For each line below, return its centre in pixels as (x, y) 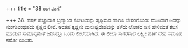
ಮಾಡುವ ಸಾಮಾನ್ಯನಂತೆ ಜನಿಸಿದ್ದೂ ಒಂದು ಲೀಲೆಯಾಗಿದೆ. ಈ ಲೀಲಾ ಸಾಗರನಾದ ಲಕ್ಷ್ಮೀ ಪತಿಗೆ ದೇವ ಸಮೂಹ (94, 33)
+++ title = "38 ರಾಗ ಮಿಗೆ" (34, 8)
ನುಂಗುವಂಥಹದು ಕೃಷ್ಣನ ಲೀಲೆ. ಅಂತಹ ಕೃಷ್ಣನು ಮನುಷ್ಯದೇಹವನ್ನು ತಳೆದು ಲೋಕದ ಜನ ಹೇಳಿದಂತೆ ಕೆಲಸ (92, 27)
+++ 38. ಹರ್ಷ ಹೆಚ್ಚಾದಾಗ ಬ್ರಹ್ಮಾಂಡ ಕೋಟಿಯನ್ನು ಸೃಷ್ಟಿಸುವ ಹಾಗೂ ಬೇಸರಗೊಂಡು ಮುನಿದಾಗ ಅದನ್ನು (94, 20)
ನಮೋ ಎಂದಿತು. (20, 40)
